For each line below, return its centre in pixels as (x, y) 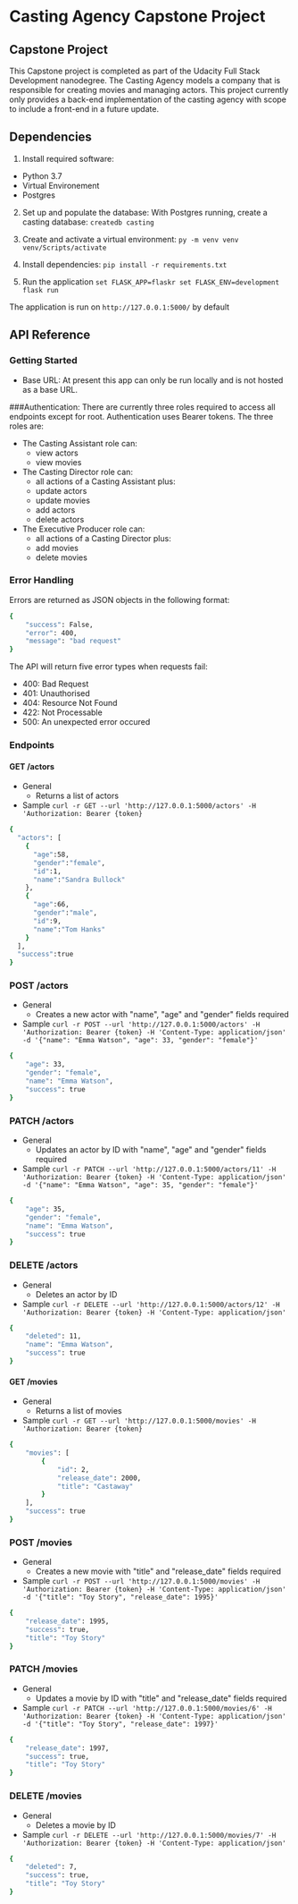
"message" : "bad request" (74, 642)
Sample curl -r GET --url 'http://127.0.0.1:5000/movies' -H (139, 1421)
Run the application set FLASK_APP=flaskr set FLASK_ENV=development (150, 281)
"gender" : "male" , (65, 913)
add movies (57, 548)
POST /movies (41, 1543)
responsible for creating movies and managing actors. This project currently (149, 90)
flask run (41, 290)
